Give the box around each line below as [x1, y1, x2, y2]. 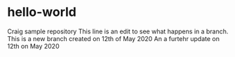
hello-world [7, 4, 77, 20]
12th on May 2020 [7, 42, 60, 50]
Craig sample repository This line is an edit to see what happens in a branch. [7, 27, 229, 35]
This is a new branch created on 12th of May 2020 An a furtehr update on [7, 34, 220, 42]
